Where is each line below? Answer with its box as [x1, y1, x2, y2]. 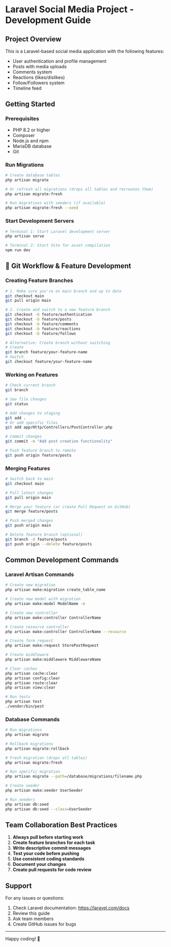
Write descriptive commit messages [12, 845, 91, 851]
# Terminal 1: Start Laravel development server [5, 229, 110, 234]
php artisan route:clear [5, 680, 58, 686]
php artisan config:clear [5, 675, 60, 681]
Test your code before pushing [12, 850, 79, 857]
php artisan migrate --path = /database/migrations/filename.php [5, 774, 142, 779]
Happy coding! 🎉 [5, 936, 41, 942]
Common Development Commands [5, 556, 119, 564]
